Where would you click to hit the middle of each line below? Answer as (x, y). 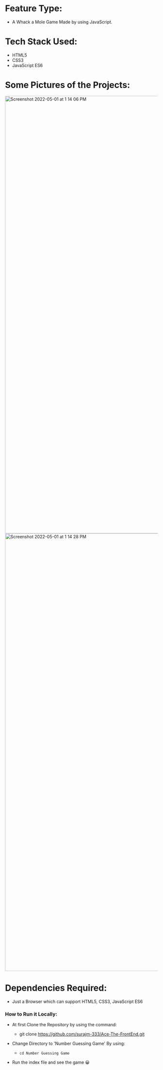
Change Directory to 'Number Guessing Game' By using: (68, 1044)
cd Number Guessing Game (44, 1053)
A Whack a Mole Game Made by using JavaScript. (62, 22)
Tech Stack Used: (41, 42)
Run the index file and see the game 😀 (51, 1062)
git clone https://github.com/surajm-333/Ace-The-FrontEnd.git (82, 1034)
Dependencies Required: (56, 988)
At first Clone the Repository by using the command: (65, 1025)
